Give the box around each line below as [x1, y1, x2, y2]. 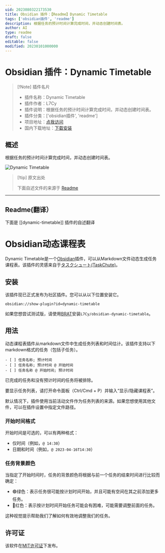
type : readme [5, 30, 32, 35]
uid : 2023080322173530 [5, 7, 52, 12]
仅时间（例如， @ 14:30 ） [12, 440, 62, 446]
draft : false [5, 35, 32, 40]
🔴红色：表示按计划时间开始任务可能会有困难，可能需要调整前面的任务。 [12, 502, 157, 508]
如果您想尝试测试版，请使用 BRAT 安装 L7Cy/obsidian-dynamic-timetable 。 [5, 310, 153, 316]
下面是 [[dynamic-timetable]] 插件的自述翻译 [5, 219, 95, 225]
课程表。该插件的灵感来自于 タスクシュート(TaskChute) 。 [5, 262, 120, 268]
